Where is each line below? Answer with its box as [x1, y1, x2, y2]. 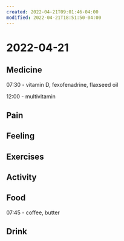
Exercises [6, 151, 44, 161]
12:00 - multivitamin [6, 92, 56, 100]
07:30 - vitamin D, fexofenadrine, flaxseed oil [6, 81, 119, 88]
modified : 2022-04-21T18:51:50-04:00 [6, 15, 102, 21]
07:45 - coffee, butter [6, 209, 60, 216]
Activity [6, 172, 38, 183]
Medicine [6, 65, 42, 75]
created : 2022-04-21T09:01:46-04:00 [6, 8, 99, 15]
